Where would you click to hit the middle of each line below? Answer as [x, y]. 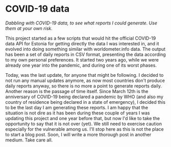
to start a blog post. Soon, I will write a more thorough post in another [78, 134]
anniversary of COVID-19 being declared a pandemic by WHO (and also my [84, 97]
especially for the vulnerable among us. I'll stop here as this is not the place [85, 129]
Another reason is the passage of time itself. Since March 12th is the [77, 91]
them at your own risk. [29, 28]
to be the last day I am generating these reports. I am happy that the [77, 107]
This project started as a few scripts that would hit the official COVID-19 [81, 38]
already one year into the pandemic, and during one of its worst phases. [81, 65]
